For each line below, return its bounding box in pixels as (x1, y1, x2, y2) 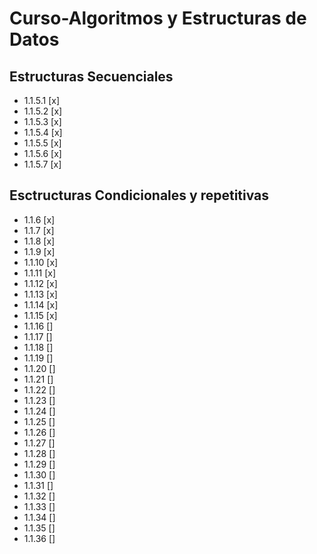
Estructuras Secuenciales (9, 68, 174, 85)
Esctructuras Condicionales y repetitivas (9, 187, 270, 204)
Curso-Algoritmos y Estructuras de (9, 7, 307, 30)
